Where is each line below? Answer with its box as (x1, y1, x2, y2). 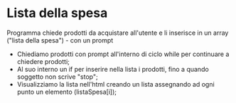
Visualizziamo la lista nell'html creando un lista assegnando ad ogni (16, 80, 215, 88)
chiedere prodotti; (16, 57, 70, 65)
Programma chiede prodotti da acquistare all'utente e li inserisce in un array (6, 28, 229, 37)
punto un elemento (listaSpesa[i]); (16, 87, 117, 96)
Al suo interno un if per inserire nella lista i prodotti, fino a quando (16, 65, 209, 73)
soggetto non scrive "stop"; (16, 72, 98, 81)
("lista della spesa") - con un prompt (6, 36, 114, 44)
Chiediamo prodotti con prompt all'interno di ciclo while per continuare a (16, 50, 230, 58)
